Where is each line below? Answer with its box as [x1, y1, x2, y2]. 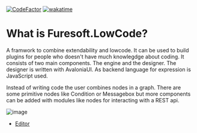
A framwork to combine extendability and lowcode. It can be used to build [6, 46, 189, 54]
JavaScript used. [6, 72, 48, 79]
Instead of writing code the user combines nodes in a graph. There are [6, 84, 181, 91]
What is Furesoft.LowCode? [6, 27, 148, 40]
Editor [14, 120, 30, 127]
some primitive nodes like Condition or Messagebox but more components [6, 90, 191, 97]
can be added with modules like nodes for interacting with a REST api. [6, 96, 180, 104]
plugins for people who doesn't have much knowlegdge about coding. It [6, 53, 184, 60]
